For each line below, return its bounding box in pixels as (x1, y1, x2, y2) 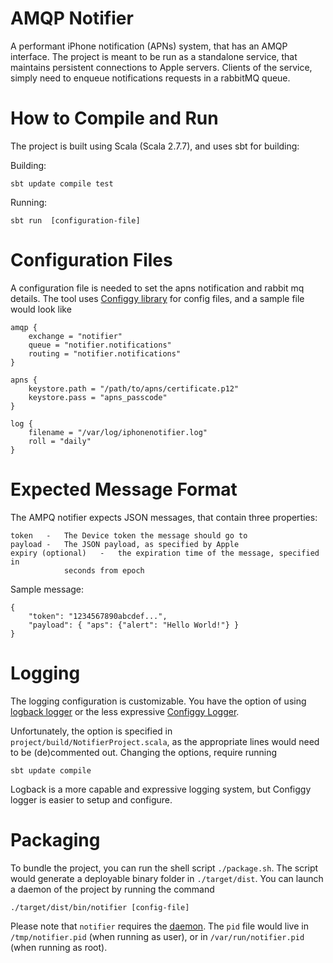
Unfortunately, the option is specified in (10, 725, 173, 737)
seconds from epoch (63, 565, 145, 576)
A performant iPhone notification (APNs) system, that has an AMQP (10, 40, 288, 52)
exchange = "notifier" (28, 331, 123, 341)
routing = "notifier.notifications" (28, 348, 182, 359)
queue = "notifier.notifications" (28, 340, 172, 350)
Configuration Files (10, 249, 173, 272)
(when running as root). (10, 941, 108, 953)
